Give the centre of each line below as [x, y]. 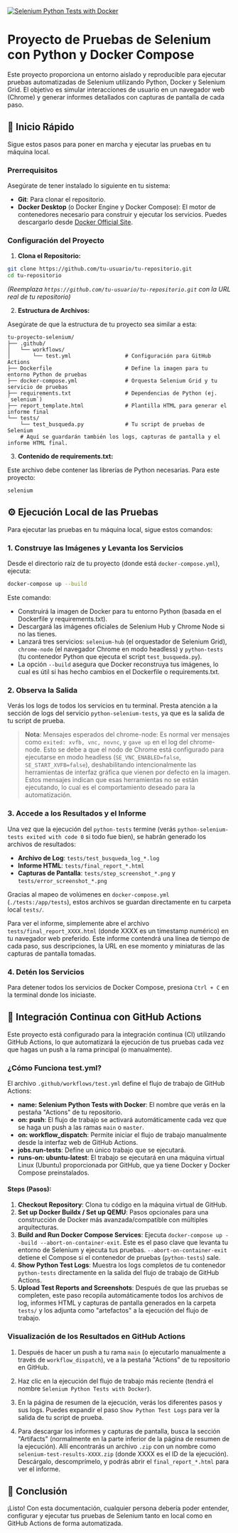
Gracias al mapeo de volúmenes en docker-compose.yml [88, 894]
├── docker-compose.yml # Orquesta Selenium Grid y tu [113, 381]
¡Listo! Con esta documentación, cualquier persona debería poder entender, [118, 1508]
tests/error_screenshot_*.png [63, 881]
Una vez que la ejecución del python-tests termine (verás [92, 829]
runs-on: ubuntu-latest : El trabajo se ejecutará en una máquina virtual [121, 1158]
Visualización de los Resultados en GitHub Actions [97, 1337]
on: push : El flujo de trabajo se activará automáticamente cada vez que [122, 1120]
